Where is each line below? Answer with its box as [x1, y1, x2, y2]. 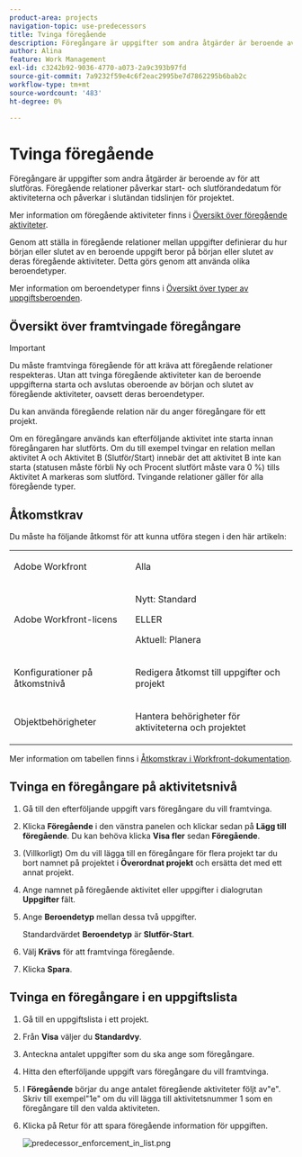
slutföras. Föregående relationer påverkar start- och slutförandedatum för [9, 183, 281, 194]
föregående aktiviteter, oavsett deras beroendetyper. [9, 389, 205, 400]
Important [9, 343, 46, 354]
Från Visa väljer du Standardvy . [22, 1031, 142, 1042]
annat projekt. [22, 866, 75, 878]
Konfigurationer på [13, 665, 93, 678]
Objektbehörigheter [13, 715, 97, 728]
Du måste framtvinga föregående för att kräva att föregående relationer [9, 360, 273, 371]
